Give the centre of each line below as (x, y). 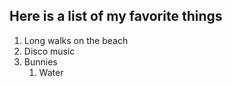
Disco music (49, 51)
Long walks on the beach (76, 40)
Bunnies (40, 61)
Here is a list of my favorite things (116, 16)
